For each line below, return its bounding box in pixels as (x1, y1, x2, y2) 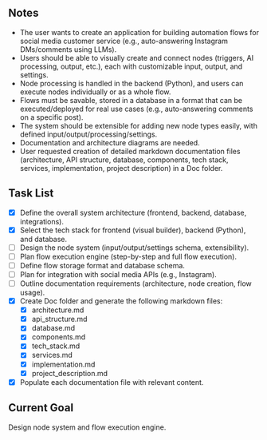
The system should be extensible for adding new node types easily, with (19, 121, 257, 130)
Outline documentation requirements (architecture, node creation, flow (19, 279, 253, 288)
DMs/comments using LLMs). (19, 44, 117, 54)
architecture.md (31, 305, 84, 315)
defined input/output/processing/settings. (19, 129, 158, 139)
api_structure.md (31, 315, 88, 324)
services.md (31, 351, 73, 360)
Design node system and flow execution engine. (8, 422, 167, 432)
